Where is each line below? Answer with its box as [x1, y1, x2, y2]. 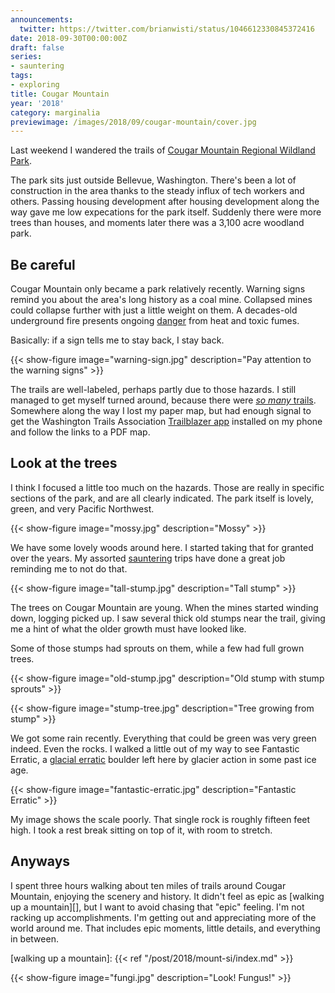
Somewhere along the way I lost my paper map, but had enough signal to [10, 405, 312, 417]
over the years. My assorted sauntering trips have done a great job [10, 552, 286, 564]
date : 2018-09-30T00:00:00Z [10, 33, 128, 43]
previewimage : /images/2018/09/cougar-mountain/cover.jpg [10, 117, 257, 127]
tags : [10, 71, 33, 81]
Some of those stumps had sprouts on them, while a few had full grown [10, 642, 305, 654]
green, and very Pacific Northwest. [10, 502, 155, 515]
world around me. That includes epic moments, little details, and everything [10, 922, 321, 934]
